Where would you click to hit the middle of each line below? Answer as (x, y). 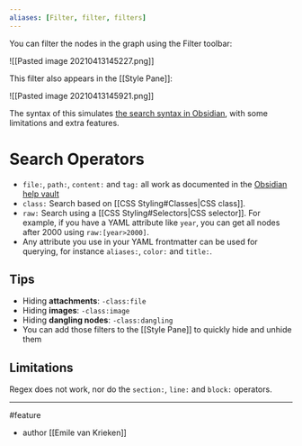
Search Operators (77, 159)
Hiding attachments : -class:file (84, 301)
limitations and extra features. (64, 123)
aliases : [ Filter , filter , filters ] (78, 18)
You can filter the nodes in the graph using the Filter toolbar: (121, 43)
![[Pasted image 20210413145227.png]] (82, 60)
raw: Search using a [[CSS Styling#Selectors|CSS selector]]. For (141, 213)
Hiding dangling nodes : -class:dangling (98, 320)
